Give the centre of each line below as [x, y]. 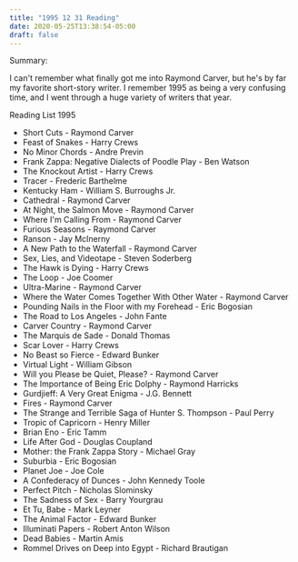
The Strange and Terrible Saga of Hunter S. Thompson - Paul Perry [148, 413]
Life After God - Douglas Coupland [87, 442]
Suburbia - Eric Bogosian [70, 461]
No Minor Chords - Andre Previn [83, 152]
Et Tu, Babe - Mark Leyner [72, 509]
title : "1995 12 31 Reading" [65, 18]
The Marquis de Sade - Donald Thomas [96, 336]
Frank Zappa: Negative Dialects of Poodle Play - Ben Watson [136, 162]
